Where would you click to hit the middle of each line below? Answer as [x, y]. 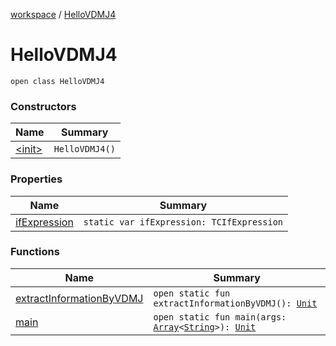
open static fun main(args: [220, 317]
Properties [36, 179]
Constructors [43, 106]
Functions [35, 252]
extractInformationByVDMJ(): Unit [235, 303]
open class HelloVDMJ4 [57, 81]
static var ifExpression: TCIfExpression [183, 222]
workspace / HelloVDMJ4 [63, 14]
